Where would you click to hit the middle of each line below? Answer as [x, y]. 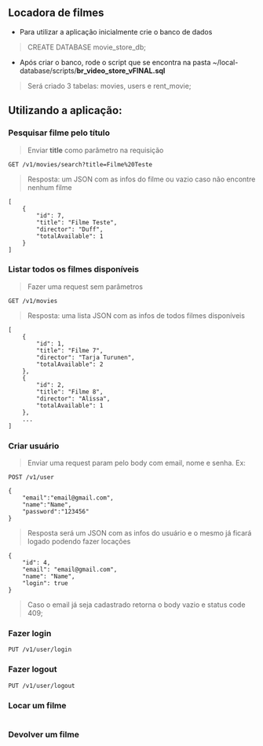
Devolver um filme [44, 734]
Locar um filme [37, 705]
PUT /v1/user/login [40, 650]
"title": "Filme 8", [70, 392]
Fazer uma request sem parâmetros [85, 287]
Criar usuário [34, 445]
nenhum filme [49, 187]
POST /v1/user [31, 477]
